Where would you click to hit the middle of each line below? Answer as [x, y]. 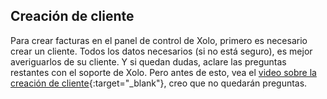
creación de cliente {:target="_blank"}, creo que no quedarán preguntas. [159, 83]
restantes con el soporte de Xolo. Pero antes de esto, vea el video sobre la [163, 72]
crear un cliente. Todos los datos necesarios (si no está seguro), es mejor [161, 51]
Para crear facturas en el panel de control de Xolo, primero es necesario [159, 40]
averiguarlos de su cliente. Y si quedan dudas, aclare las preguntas [148, 61]
